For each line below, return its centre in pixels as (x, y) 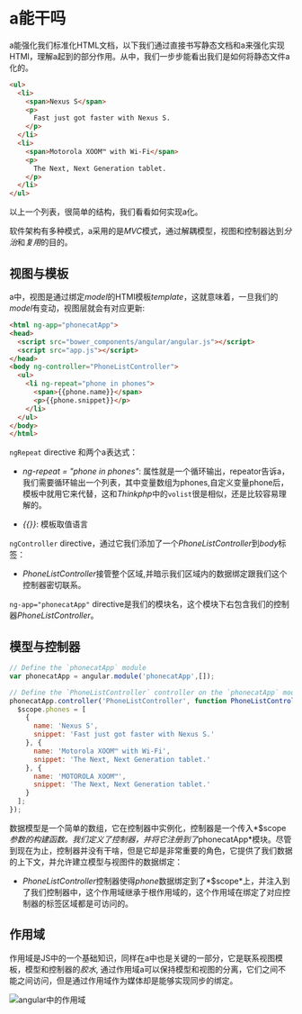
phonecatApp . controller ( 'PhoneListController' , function (118, 701)
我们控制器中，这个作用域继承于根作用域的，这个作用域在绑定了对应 (156, 892)
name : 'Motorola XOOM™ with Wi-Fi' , (102, 751)
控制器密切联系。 (54, 585)
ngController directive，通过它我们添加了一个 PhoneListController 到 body (144, 543)
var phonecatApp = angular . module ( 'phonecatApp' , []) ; (112, 676)
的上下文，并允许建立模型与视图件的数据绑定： (96, 862)
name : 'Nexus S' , (66, 726)
